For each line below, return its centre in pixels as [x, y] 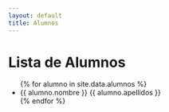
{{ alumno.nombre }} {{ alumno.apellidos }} [90, 93]
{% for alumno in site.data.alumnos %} [83, 84]
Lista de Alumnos [67, 62]
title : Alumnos [33, 23]
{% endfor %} [43, 101]
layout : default [35, 15]
